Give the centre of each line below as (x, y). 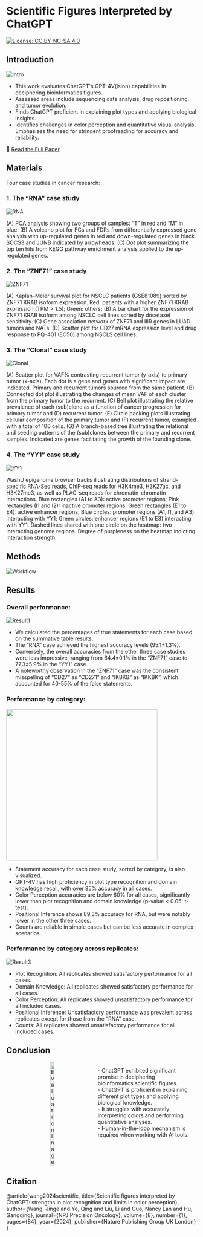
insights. (25, 118)
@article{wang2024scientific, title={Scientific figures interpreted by (91, 1196)
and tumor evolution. (41, 105)
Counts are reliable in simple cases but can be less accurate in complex (104, 927)
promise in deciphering (126, 1077)
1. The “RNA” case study (43, 198)
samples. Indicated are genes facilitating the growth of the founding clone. (99, 439)
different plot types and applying (138, 1096)
